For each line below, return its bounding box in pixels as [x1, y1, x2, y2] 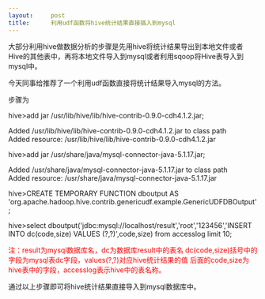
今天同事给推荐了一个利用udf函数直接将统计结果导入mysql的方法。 [8, 78, 226, 88]
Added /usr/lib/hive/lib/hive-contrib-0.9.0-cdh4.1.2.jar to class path [8, 125, 227, 135]
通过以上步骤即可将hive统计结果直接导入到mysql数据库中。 [8, 282, 201, 291]
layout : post [8, 11, 66, 20]
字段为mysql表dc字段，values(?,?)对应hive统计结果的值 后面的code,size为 [8, 255, 250, 264]
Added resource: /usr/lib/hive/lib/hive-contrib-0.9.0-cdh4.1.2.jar [8, 134, 216, 144]
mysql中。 [8, 61, 42, 71]
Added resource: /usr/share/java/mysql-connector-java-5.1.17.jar [8, 173, 218, 182]
